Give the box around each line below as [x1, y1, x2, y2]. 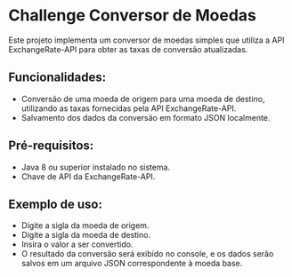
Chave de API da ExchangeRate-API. [20, 170, 156, 182]
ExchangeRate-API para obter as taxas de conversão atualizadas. [8, 44, 248, 54]
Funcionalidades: [8, 70, 107, 85]
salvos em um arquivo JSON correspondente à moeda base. [20, 258, 243, 269]
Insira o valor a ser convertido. [20, 239, 134, 249]
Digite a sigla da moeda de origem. [20, 220, 150, 231]
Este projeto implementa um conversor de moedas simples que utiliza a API [8, 35, 285, 45]
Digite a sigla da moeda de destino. [20, 230, 151, 241]
